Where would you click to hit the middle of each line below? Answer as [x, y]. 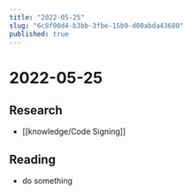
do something [47, 181]
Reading [32, 159]
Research [36, 110]
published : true [39, 34]
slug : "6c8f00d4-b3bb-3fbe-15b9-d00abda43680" [96, 26]
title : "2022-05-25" [47, 17]
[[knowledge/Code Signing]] [74, 132]
